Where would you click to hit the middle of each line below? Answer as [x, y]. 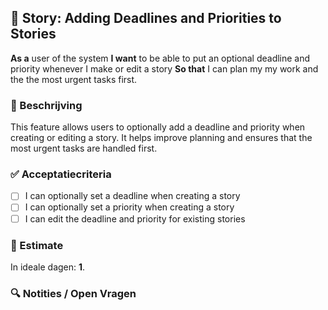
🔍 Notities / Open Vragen [73, 293]
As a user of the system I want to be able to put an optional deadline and [160, 58]
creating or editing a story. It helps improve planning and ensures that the [161, 138]
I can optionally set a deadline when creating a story [132, 196]
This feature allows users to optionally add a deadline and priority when [158, 127]
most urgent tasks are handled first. [84, 148]
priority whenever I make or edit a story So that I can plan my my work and [164, 68]
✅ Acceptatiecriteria [61, 174]
